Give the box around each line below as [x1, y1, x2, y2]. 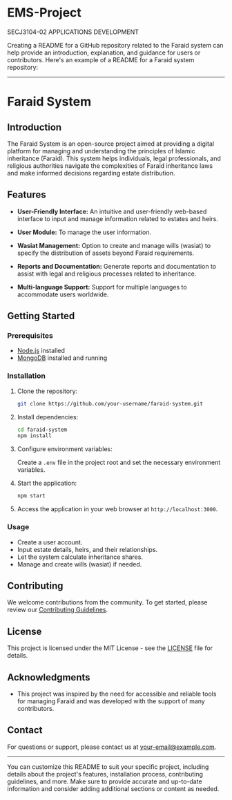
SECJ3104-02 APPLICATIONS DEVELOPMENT [7, 28, 139, 36]
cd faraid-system [17, 426, 68, 433]
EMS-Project [7, 5, 81, 21]
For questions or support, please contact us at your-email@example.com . [7, 743, 217, 751]
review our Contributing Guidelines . [7, 606, 108, 614]
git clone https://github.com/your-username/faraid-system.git [17, 400, 204, 407]
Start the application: [17, 479, 77, 488]
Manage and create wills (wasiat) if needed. [17, 560, 142, 568]
